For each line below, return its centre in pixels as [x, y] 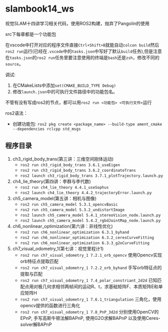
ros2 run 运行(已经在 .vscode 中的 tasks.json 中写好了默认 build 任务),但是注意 [84, 51]
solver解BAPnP [36, 324]
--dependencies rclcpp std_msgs [47, 129]
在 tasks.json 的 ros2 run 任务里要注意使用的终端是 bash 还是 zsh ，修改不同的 [82, 57]
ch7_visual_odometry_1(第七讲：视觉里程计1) [58, 249]
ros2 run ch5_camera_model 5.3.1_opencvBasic [69, 204]
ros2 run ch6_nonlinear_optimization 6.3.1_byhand [75, 232]
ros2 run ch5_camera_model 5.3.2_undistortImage [72, 210]
